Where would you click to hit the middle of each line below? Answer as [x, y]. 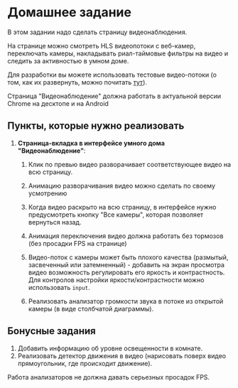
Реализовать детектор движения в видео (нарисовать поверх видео [121, 355]
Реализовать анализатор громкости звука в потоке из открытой [126, 301]
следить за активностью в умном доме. [68, 60]
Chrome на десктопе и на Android [58, 103]
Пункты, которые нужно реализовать [96, 126]
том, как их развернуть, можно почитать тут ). [77, 82]
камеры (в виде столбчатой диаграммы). [91, 308]
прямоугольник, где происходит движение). [85, 363]
